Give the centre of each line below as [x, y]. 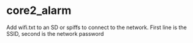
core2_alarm [39, 11]
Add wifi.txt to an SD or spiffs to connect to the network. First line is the [96, 27]
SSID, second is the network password [55, 33]
